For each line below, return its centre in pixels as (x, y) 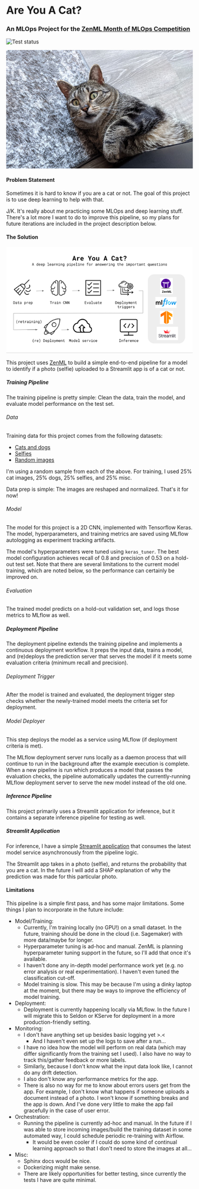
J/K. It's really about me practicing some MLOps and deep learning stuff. (95, 211)
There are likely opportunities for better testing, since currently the (105, 1174)
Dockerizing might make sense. (62, 1167)
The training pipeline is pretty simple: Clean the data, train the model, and (96, 397)
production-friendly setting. (57, 1022)
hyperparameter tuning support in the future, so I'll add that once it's (107, 953)
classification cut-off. (49, 977)
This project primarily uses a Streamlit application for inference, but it (91, 811)
